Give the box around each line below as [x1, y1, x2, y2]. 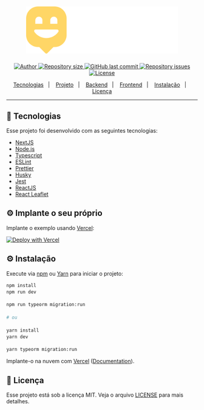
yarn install [6, 327, 39, 333]
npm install [6, 282, 36, 288]
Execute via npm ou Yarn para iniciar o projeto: [6, 269, 123, 277]
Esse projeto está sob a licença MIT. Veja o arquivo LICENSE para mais [6, 391, 184, 398]
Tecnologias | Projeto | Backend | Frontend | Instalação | [13, 81, 187, 88]
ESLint [15, 158, 32, 165]
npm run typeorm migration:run [6, 302, 86, 308]
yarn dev [6, 333, 29, 340]
